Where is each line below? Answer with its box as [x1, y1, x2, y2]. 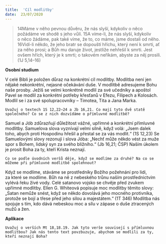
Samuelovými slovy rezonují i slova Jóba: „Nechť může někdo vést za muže [5, 136, 160, 142]
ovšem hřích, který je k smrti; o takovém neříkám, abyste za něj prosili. [17, 52, 161, 58]
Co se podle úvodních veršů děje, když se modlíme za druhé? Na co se [5, 156, 154, 161]
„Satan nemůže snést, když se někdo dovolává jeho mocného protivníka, [5, 190, 154, 196]
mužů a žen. [5, 206, 31, 212]
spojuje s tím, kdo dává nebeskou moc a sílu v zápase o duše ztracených [5, 200, 155, 206]
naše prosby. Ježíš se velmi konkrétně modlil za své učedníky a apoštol [5, 87, 151, 93]
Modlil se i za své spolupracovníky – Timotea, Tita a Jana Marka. [5, 97, 137, 103]
